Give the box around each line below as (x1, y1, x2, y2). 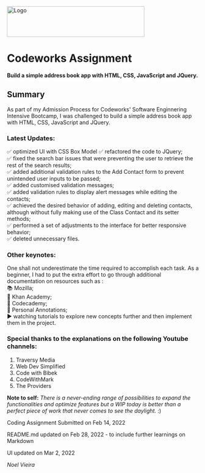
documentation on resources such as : (7, 278, 104, 285)
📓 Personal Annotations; (7, 306, 68, 314)
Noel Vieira (7, 461, 35, 468)
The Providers (15, 382, 51, 389)
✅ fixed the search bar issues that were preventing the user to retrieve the (7, 155, 193, 162)
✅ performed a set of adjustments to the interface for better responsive (7, 222, 187, 229)
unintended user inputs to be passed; (7, 175, 101, 182)
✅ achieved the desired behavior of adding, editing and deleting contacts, (7, 202, 193, 209)
